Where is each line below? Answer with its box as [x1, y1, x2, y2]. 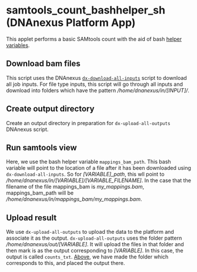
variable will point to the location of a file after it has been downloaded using [6, 164, 191, 172]
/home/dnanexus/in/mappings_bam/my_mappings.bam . [6, 196, 142, 203]
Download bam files [6, 59, 81, 69]
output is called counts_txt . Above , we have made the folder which [6, 253, 169, 260]
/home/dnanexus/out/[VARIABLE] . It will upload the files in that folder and [6, 241, 184, 248]
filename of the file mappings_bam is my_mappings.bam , [6, 183, 145, 190]
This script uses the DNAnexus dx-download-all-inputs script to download [6, 74, 187, 81]
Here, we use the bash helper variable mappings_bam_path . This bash [6, 158, 172, 165]
